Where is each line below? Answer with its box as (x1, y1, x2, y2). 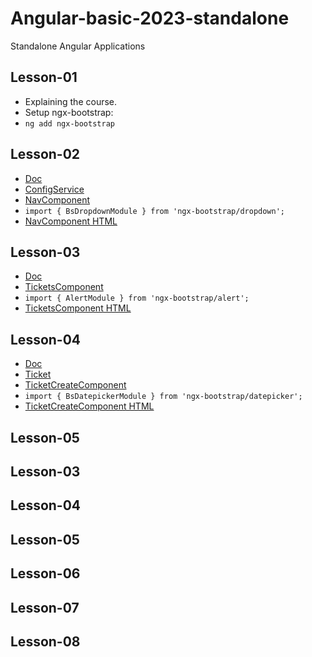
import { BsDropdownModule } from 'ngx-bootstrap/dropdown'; (24, 206, 286, 216)
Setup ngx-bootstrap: (24, 106, 114, 118)
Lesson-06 (10, 565, 81, 582)
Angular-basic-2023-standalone (10, 7, 290, 30)
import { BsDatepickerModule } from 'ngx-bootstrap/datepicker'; (24, 392, 303, 402)
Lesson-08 (10, 633, 81, 650)
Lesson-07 (10, 599, 80, 616)
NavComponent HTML (24, 215, 118, 227)
